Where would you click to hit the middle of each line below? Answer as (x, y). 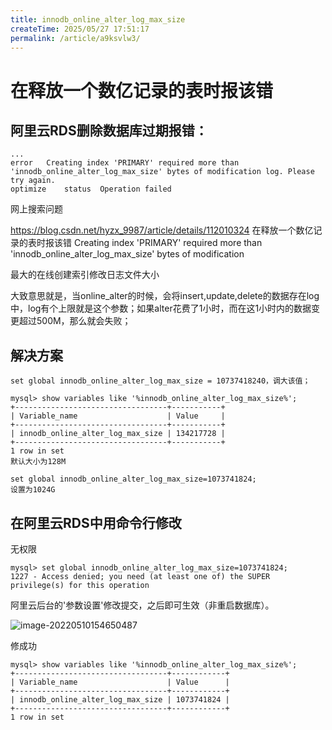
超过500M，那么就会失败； (75, 321)
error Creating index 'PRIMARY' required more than (125, 163)
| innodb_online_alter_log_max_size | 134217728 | (118, 434)
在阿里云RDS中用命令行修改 (96, 522)
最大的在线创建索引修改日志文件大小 (85, 275)
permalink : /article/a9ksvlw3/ (75, 38)
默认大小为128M (38, 462)
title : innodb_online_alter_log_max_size (98, 19)
